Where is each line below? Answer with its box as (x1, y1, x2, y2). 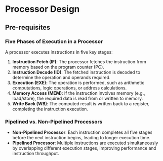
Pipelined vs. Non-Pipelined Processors (5, 118, 103, 125)
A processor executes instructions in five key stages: (5, 49, 113, 55)
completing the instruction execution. (12, 106, 88, 112)
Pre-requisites (5, 23, 50, 32)
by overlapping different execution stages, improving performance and (12, 145, 157, 151)
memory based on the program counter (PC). (12, 64, 105, 70)
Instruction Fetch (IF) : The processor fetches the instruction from (12, 58, 147, 65)
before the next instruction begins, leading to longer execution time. (12, 135, 151, 141)
